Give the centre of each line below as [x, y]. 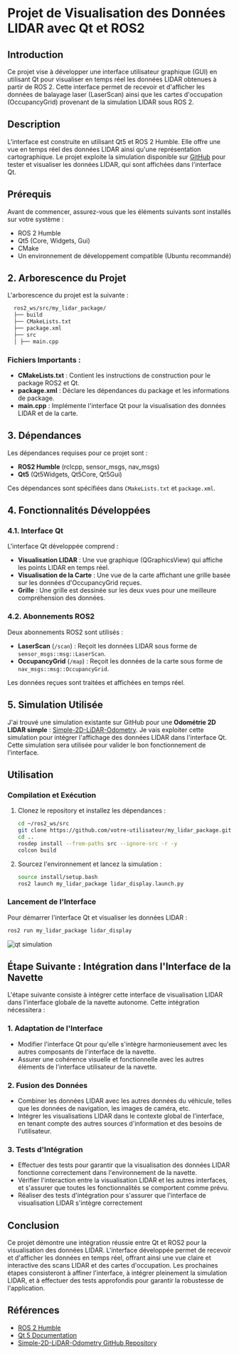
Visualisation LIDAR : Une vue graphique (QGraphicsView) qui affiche [120, 560]
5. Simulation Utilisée [55, 705]
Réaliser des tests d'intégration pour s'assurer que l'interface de [112, 1196]
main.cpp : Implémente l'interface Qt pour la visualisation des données [122, 405]
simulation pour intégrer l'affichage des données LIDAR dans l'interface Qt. [117, 737]
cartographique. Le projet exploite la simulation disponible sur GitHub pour [117, 157]
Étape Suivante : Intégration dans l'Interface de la [119, 966]
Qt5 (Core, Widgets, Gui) [54, 240]
